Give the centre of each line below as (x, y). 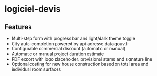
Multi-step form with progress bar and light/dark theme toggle (73, 38)
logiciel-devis (33, 9)
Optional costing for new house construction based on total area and (80, 64)
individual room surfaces (36, 69)
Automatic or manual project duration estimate (58, 54)
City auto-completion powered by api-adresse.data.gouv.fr (70, 44)
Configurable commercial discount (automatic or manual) (68, 49)
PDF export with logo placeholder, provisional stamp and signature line (82, 59)
